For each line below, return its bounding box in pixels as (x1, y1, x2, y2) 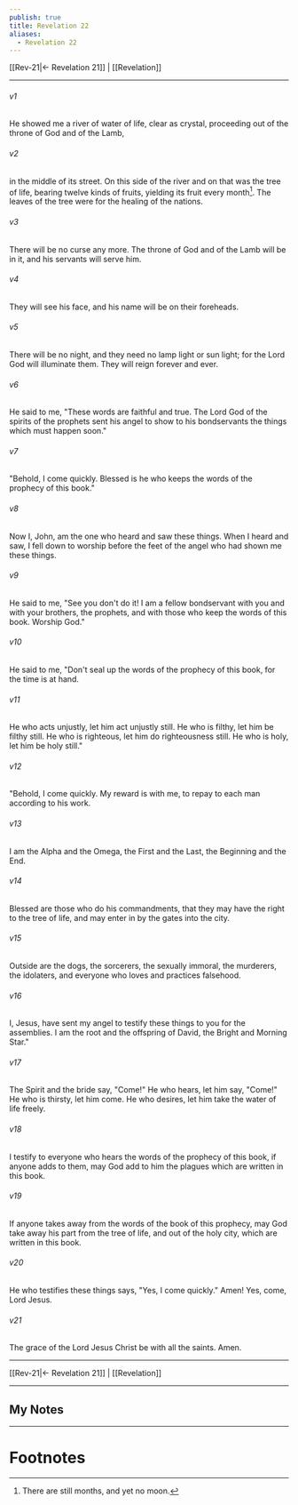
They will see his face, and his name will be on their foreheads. (9, 301, 239, 312)
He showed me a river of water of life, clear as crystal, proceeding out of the (9, 118, 289, 129)
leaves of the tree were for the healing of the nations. (9, 196, 204, 207)
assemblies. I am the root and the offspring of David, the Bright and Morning (9, 1028, 288, 1038)
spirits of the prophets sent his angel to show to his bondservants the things (9, 416, 287, 427)
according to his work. (9, 797, 91, 809)
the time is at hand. (9, 673, 80, 684)
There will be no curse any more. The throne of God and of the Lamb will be (9, 244, 286, 254)
